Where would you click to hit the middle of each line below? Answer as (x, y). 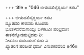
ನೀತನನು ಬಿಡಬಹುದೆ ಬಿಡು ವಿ (27, 40)
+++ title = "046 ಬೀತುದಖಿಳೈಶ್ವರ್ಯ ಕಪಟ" (42, 7)
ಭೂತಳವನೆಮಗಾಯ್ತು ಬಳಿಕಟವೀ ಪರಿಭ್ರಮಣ (37, 29)
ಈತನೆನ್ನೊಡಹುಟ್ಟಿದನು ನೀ (24, 35)
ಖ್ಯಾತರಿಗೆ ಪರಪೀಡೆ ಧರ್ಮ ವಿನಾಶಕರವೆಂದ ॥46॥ (41, 46)
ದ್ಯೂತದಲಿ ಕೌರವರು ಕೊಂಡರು (27, 23)
